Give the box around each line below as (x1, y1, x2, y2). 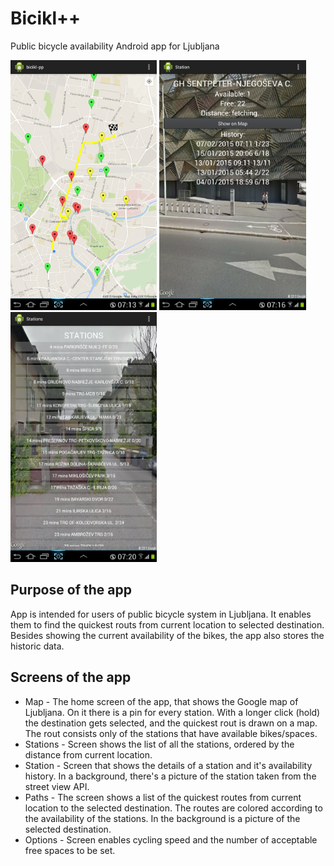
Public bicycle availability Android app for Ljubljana (10, 40, 220, 52)
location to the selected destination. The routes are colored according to (24, 802, 323, 814)
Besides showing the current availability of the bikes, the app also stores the (10, 629, 325, 641)
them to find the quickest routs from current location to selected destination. (10, 618, 325, 631)
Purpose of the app (10, 582, 132, 599)
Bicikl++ (10, 7, 82, 30)
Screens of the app (10, 669, 132, 686)
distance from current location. (24, 748, 153, 761)
